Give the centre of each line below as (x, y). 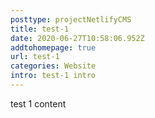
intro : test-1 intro (53, 76)
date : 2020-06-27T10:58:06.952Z (77, 38)
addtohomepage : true (53, 47)
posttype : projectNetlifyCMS (71, 19)
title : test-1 (40, 29)
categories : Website (53, 66)
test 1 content (38, 103)
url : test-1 (35, 57)
